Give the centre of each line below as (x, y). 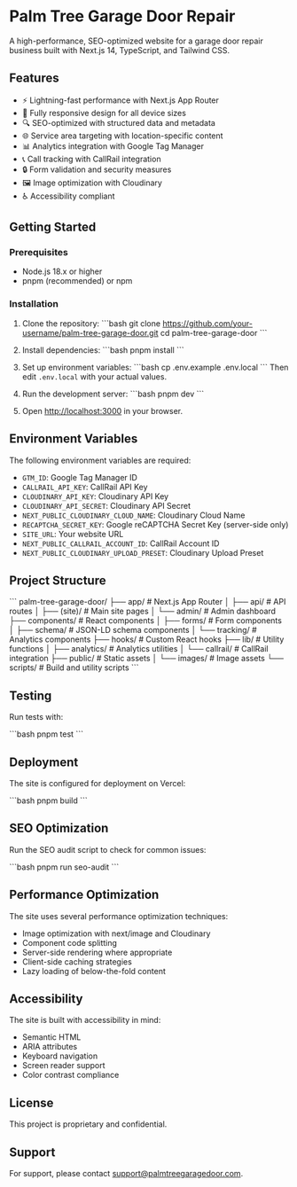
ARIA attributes (50, 1047)
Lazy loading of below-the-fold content (94, 971)
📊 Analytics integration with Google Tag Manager (113, 146)
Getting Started (53, 227)
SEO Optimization (59, 828)
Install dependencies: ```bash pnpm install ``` (103, 350)
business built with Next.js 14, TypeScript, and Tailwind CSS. (120, 50)
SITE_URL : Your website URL (73, 534)
